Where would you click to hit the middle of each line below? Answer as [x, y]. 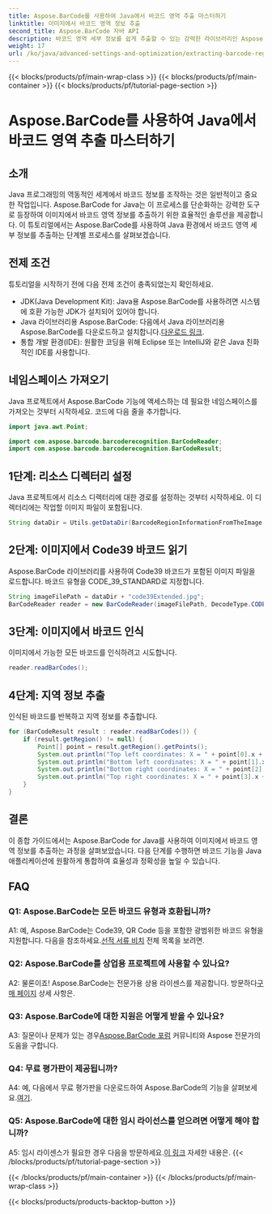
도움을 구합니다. [34, 1045]
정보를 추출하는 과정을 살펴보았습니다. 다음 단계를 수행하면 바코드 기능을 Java [139, 850]
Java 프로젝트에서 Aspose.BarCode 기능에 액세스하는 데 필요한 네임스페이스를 [133, 401]
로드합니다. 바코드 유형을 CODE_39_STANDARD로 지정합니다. [106, 581]
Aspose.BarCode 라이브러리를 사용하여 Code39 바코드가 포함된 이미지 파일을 [132, 571]
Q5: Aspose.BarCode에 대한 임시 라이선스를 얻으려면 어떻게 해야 [129, 1121]
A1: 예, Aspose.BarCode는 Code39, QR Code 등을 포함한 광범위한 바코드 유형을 [136, 931]
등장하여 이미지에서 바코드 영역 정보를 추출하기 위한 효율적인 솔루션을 [126, 215]
